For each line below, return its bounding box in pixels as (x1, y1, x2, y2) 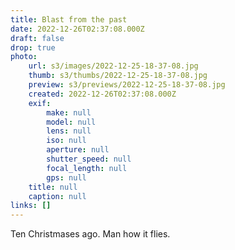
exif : (28, 98, 52, 108)
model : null (46, 117, 97, 127)
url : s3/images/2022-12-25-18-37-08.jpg (28, 61, 199, 71)
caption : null (28, 191, 87, 201)
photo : (10, 52, 38, 62)
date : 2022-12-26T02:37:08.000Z (10, 24, 145, 34)
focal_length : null (46, 163, 128, 173)
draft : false (10, 33, 65, 43)
